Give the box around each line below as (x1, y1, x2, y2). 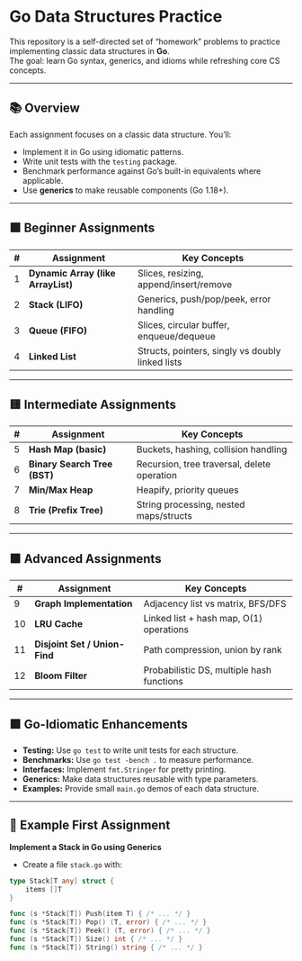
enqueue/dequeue (138, 330, 216, 342)
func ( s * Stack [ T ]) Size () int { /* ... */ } (9, 935, 183, 944)
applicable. (22, 175, 64, 186)
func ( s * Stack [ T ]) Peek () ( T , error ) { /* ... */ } (9, 926, 211, 936)
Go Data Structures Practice (9, 6, 223, 27)
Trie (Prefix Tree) (28, 504, 103, 517)
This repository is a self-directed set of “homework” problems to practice (9, 36, 280, 47)
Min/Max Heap (28, 484, 93, 496)
